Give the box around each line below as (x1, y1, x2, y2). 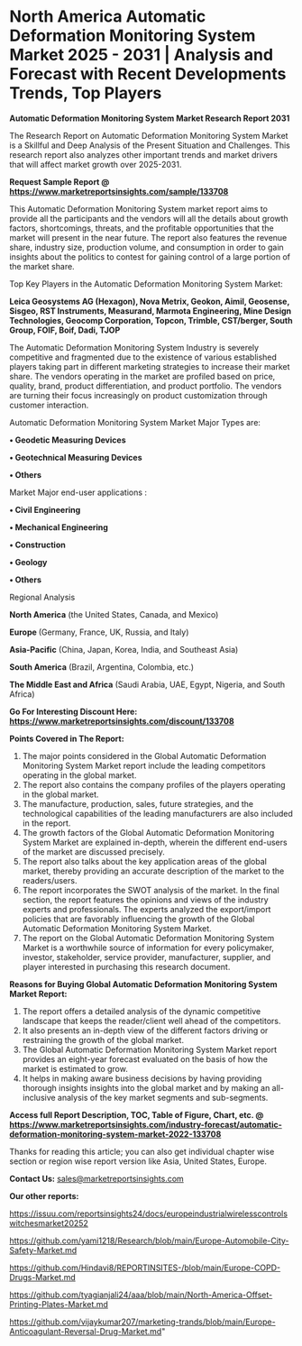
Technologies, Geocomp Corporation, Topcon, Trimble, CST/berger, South (9, 315, 293, 325)
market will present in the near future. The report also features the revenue (9, 232, 288, 243)
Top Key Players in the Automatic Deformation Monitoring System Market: (9, 278, 284, 289)
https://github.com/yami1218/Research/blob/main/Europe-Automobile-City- (9, 1235, 290, 1246)
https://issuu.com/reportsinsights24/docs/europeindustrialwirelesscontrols (9, 1208, 288, 1219)
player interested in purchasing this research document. (22, 961, 231, 972)
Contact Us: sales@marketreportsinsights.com (9, 1173, 185, 1184)
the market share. (9, 261, 75, 271)
